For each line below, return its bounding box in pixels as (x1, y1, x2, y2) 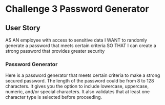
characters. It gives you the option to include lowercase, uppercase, (5, 83, 149, 90)
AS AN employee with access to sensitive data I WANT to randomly (5, 37, 148, 43)
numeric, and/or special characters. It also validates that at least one (5, 89, 150, 95)
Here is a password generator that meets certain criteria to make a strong (5, 72, 160, 78)
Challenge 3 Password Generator (5, 3, 150, 15)
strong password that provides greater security (5, 48, 105, 54)
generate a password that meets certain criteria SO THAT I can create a (5, 43, 156, 49)
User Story (5, 24, 40, 32)
